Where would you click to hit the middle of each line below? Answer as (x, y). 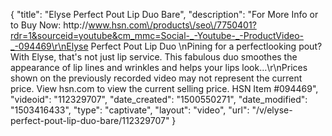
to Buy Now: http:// (49, 25)
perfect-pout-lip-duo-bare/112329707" (90, 120)
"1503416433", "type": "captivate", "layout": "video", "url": (130, 110)
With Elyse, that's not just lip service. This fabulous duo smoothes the (154, 57)
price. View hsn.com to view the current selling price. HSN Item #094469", (164, 88)
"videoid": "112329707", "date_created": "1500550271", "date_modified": (159, 99)
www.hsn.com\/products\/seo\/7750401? (172, 25)
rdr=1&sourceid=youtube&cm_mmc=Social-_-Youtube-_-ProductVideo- (157, 35)
